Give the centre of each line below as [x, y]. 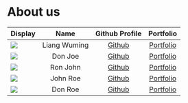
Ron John [66, 67]
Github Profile [118, 33]
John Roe [66, 78]
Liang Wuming [66, 45]
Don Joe [66, 56]
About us [34, 12]
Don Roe [65, 89]
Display [23, 33]
